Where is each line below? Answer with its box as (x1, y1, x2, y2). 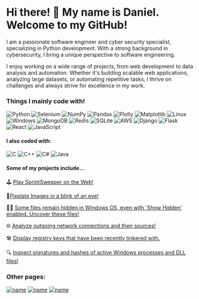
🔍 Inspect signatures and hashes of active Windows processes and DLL (6, 248, 186, 256)
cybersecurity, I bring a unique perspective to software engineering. (6, 51, 175, 58)
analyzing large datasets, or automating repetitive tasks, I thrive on (6, 75, 172, 83)
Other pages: (6, 272, 46, 281)
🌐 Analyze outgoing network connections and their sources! (6, 222, 156, 229)
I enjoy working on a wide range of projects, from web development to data (6, 63, 194, 70)
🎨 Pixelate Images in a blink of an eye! (6, 192, 99, 200)
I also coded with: (6, 137, 52, 144)
